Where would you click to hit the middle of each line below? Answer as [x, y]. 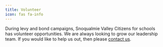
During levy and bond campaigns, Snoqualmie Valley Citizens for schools [80, 28]
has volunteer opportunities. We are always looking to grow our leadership [81, 34]
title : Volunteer [23, 10]
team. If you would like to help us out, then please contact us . [68, 39]
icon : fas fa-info [24, 14]
